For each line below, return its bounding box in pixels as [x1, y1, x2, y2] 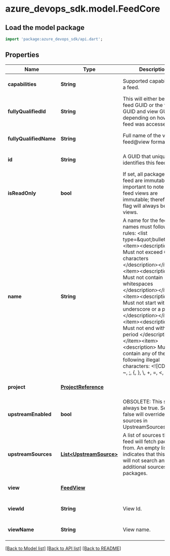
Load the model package [5, 23, 85, 32]
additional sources [122, 463, 167, 470]
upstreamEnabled [8, 411, 52, 418]
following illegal [122, 356, 160, 363]
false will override [122, 411, 165, 418]
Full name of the [122, 132, 161, 139]
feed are [122, 177, 143, 184]
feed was [122, 120, 145, 127]
